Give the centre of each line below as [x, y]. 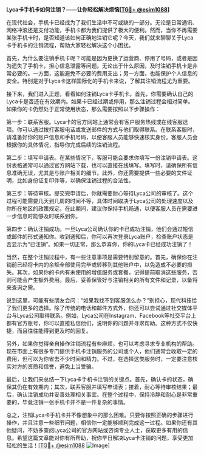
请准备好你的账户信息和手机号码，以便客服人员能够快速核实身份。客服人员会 [102, 137]
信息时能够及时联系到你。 [49, 216]
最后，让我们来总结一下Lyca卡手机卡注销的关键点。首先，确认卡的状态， [97, 379]
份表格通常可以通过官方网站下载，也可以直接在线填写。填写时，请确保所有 [99, 165]
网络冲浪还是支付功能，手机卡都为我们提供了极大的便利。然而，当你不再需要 [102, 30]
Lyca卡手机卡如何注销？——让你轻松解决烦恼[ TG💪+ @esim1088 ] [88, 9]
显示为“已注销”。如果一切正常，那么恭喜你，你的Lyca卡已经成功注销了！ [102, 244]
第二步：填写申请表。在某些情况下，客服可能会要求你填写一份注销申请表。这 [102, 158]
